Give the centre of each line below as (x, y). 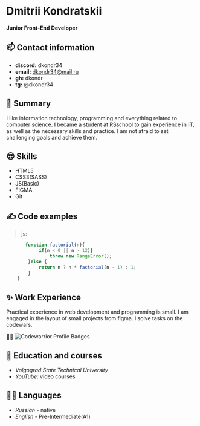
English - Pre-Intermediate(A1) (53, 416)
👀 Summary (29, 104)
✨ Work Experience (44, 297)
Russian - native (35, 410)
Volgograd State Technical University (62, 370)
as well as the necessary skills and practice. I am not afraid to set (87, 131)
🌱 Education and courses (54, 356)
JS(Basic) (27, 184)
